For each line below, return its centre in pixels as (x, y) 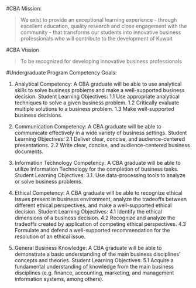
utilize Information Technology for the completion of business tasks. (97, 169)
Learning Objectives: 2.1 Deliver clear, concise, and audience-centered (100, 139)
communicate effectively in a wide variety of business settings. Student (101, 133)
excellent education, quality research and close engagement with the (104, 26)
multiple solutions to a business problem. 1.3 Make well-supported (94, 109)
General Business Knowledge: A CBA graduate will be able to (88, 248)
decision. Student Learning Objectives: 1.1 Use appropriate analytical (97, 96)
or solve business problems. (49, 182)
